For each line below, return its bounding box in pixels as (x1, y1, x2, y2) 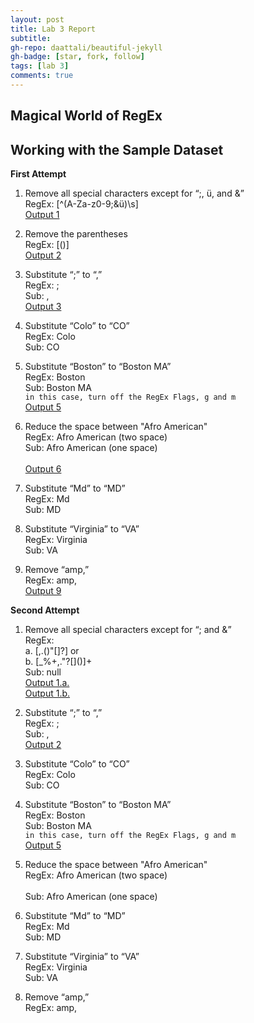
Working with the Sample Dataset (10, 141, 224, 158)
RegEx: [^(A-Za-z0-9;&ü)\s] (24, 198, 139, 210)
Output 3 (24, 301, 62, 313)
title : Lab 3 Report (10, 24, 97, 34)
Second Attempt (10, 604, 80, 616)
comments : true (10, 71, 74, 81)
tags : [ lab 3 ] (10, 61, 70, 71)
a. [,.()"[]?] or (24, 645, 80, 657)
